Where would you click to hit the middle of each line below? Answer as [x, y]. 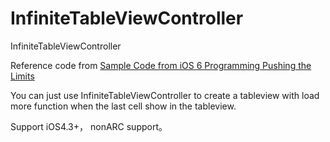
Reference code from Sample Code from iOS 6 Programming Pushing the [161, 65]
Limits [22, 76]
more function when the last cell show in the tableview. [123, 106]
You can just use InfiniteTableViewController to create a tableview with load [165, 95]
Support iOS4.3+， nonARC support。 [89, 126]
